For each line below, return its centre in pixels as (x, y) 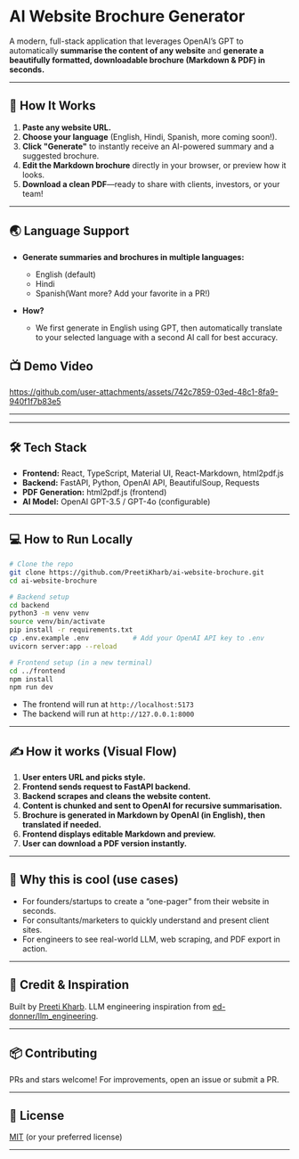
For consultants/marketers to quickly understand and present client (145, 920)
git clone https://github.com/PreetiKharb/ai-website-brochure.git (137, 572)
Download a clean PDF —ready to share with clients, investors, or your (151, 184)
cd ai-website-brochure (53, 581)
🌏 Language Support (69, 231)
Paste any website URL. (66, 127)
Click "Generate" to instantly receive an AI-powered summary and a (148, 146)
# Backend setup (39, 597)
